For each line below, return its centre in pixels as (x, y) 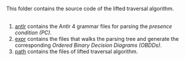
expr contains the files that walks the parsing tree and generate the (97, 39)
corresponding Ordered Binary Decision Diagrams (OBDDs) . (88, 45)
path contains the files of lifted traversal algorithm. (76, 52)
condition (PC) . (33, 33)
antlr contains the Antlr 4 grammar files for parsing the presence (93, 26)
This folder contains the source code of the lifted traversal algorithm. (90, 9)
